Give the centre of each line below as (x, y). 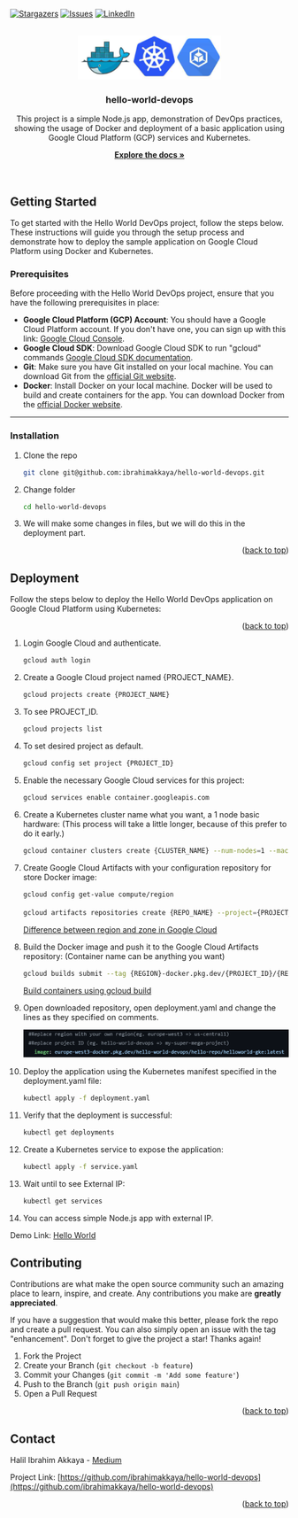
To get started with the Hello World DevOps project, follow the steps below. (147, 223)
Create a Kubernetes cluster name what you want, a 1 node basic (141, 814)
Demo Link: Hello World (53, 1235)
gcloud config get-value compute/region (98, 895)
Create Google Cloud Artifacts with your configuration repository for (147, 867)
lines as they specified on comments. (91, 1018)
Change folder (49, 489)
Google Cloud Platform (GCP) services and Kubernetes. (149, 138)
